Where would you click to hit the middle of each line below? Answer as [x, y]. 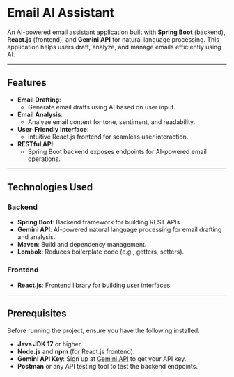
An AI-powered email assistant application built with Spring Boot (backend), [116, 32]
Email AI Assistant [61, 13]
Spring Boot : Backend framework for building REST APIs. [100, 222]
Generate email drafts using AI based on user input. [102, 107]
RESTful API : [36, 144]
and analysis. [36, 237]
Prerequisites [37, 314]
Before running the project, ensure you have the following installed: [103, 330]
